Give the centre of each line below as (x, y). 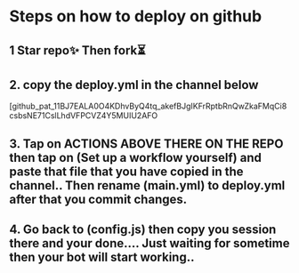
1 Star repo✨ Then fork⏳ (77, 50)
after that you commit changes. (98, 199)
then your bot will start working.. (102, 257)
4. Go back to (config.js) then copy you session (143, 230)
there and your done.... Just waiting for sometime (149, 243)
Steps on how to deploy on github (136, 16)
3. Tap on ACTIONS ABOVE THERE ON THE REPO (146, 144)
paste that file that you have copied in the (126, 171)
